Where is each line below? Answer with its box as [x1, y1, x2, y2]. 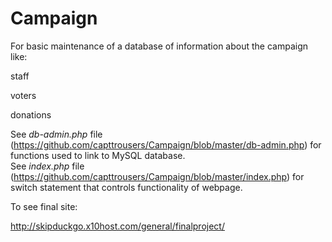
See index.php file [10, 160, 85, 172]
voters [10, 89, 37, 101]
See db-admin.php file [10, 128, 103, 140]
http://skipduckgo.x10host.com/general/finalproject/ [10, 220, 225, 232]
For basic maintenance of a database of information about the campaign [10, 40, 308, 52]
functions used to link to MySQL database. [10, 149, 186, 161]
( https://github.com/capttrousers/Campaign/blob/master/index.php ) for [10, 170, 305, 182]
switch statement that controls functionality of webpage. [10, 181, 243, 193]
